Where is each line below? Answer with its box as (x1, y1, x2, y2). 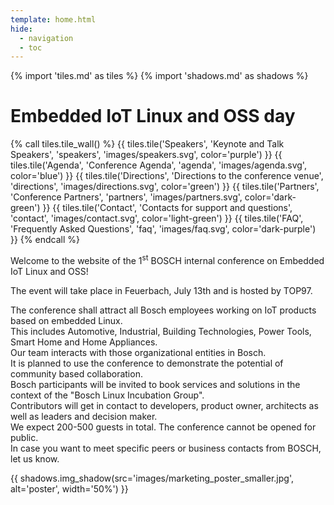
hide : (10, 24, 33, 34)
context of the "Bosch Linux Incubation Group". (10, 389, 205, 401)
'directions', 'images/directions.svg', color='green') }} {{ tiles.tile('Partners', (10, 181, 320, 193)
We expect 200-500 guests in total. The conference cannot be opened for (10, 421, 317, 433)
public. (10, 431, 39, 443)
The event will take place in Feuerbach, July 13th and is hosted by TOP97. (10, 284, 313, 296)
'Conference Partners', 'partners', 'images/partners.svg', (10, 191, 243, 203)
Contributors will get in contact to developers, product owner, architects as (10, 399, 319, 411)
